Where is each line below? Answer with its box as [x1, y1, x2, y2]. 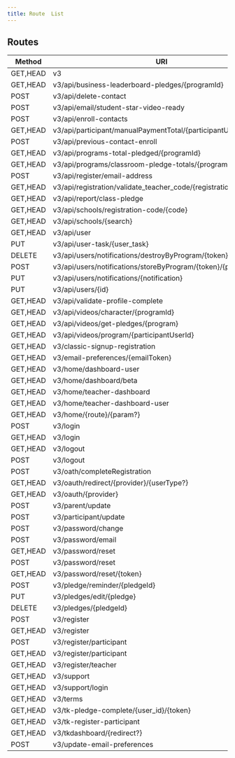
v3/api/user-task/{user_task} [52, 239, 149, 249]
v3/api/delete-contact [52, 92, 127, 101]
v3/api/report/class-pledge [52, 194, 143, 204]
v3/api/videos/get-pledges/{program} [52, 319, 179, 329]
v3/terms [52, 694, 83, 704]
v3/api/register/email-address [52, 171, 152, 181]
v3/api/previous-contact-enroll [52, 137, 157, 147]
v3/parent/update [52, 501, 111, 511]
